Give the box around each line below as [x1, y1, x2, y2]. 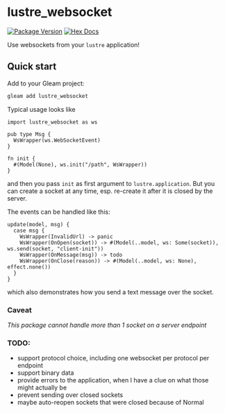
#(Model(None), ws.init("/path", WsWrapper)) [13, 161, 148, 168]
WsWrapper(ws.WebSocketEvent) [13, 137, 101, 144]
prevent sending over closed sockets [17, 391, 124, 399]
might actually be [17, 383, 67, 392]
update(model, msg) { [7, 221, 70, 228]
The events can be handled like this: [7, 208, 110, 216]
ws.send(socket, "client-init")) [7, 245, 104, 252]
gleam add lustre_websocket [7, 92, 89, 99]
